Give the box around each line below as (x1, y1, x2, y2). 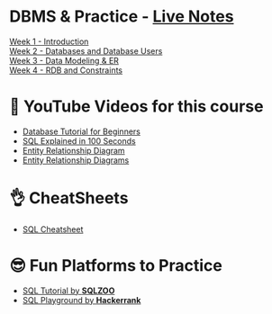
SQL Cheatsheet (22, 223, 84, 235)
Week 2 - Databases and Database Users (9, 45, 163, 56)
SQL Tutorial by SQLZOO (22, 285, 115, 296)
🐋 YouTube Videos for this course (9, 96, 264, 117)
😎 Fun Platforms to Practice (9, 256, 222, 275)
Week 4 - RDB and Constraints (9, 65, 123, 76)
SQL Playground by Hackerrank (22, 294, 141, 305)
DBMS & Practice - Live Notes (9, 6, 234, 27)
